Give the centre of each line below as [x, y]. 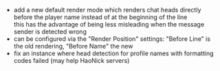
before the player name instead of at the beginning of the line [100, 17]
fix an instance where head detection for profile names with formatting [114, 53]
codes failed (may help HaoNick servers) [71, 60]
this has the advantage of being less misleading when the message [109, 24]
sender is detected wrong [50, 31]
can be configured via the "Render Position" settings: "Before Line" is [112, 39]
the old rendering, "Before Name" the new [73, 46]
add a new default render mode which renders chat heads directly [107, 10]
